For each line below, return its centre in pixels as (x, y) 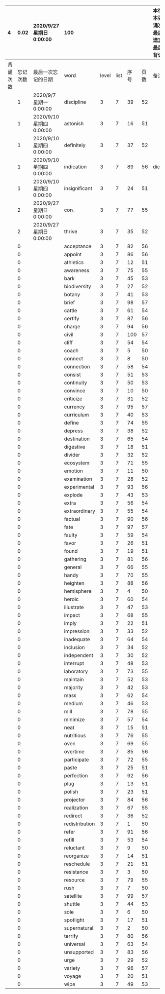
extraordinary (80, 511)
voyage (73, 976)
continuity (76, 383)
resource (74, 880)
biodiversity (78, 287)
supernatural (79, 928)
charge (72, 326)
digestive (75, 447)
